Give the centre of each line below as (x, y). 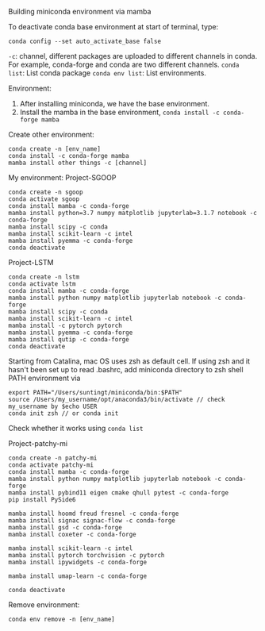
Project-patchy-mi (38, 443)
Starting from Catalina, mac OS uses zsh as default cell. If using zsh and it (129, 361)
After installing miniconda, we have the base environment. (115, 104)
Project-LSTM (31, 262)
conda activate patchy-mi (51, 465)
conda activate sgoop (44, 199)
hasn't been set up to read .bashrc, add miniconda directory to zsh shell (126, 369)
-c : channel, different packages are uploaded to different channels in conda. (133, 56)
